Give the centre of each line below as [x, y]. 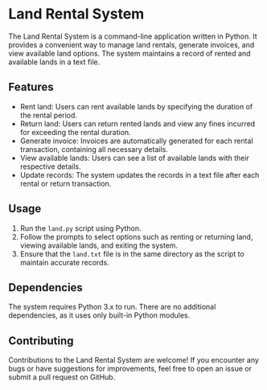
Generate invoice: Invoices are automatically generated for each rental [136, 141]
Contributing [41, 341]
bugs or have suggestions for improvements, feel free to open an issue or [130, 369]
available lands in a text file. [54, 62]
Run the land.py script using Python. [81, 228]
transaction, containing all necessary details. [94, 149]
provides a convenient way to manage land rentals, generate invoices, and [131, 44]
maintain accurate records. [65, 262]
